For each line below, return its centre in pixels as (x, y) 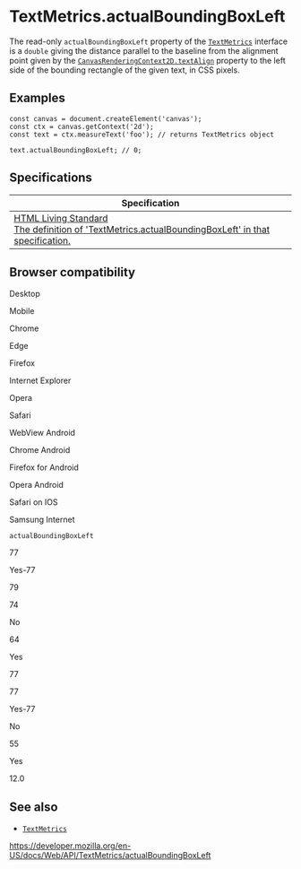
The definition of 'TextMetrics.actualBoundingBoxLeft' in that (142, 229)
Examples (37, 98)
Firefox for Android (44, 467)
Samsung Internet (42, 520)
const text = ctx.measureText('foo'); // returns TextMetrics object (142, 135)
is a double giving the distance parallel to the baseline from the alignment (144, 50)
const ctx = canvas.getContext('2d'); (82, 126)
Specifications (51, 178)
